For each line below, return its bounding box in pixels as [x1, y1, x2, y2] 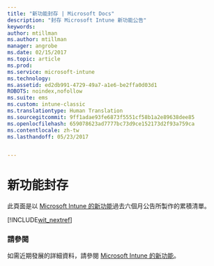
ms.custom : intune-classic [7, 101, 86, 108]
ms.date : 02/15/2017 [7, 49, 68, 56]
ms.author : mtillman [7, 36, 68, 43]
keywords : [7, 23, 36, 30]
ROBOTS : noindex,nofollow [7, 88, 82, 95]
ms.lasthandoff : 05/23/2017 [7, 133, 89, 140]
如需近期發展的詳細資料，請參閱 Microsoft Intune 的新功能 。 [7, 251, 180, 260]
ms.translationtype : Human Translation [7, 107, 123, 114]
